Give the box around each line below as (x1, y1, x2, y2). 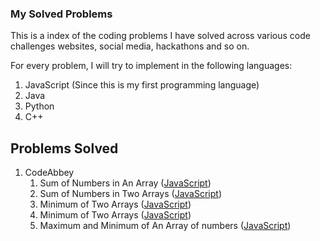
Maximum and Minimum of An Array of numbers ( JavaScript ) (39, 220, 292, 232)
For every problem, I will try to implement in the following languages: (10, 60, 293, 72)
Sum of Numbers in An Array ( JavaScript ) (39, 177, 212, 189)
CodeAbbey (24, 167, 75, 179)
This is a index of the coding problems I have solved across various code (10, 30, 311, 42)
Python (24, 100, 55, 112)
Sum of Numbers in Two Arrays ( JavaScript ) (39, 188, 223, 200)
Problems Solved (10, 140, 119, 157)
